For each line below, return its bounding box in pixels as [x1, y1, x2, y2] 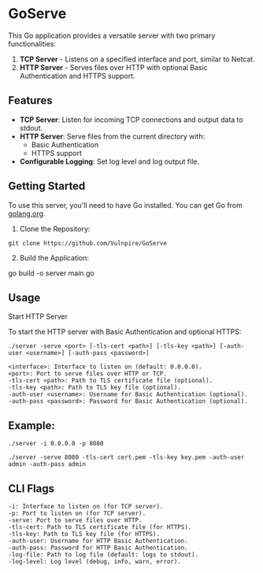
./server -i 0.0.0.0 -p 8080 [8, 440, 104, 448]
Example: [8, 419, 55, 432]
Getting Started [8, 179, 86, 193]
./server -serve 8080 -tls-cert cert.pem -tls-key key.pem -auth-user [8, 453, 245, 461]
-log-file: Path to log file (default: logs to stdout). [8, 551, 199, 559]
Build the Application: [19, 253, 89, 262]
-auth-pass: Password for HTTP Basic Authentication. [8, 544, 189, 552]
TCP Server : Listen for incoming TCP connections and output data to [19, 115, 244, 124]
